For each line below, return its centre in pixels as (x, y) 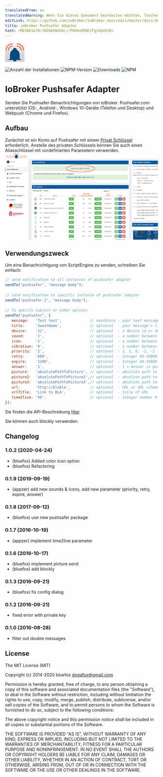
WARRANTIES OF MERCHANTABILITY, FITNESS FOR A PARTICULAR (73, 744)
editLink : (15, 20)
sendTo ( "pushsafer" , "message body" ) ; (44, 285)
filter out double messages (39, 638)
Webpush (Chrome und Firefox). (37, 113)
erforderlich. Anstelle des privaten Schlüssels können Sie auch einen (74, 145)
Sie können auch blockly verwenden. (42, 421)
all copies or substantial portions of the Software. (54, 724)
